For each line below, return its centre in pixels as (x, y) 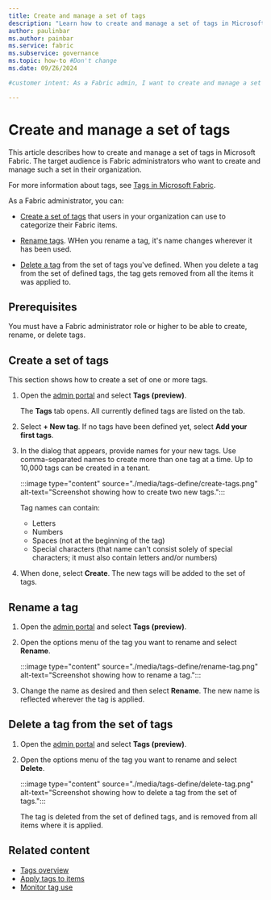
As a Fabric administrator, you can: (66, 200)
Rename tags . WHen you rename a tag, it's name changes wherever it (136, 240)
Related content (49, 850)
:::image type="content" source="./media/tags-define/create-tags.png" (139, 484)
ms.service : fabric (41, 46)
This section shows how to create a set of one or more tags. (108, 380)
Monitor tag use (46, 887)
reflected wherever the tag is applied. (82, 699)
